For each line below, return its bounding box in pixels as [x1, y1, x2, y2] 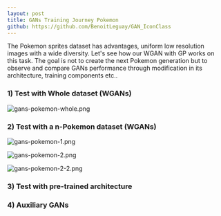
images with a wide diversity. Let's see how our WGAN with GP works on [7, 49, 215, 57]
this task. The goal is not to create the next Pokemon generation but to [7, 57, 208, 65]
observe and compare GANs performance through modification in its [7, 64, 202, 73]
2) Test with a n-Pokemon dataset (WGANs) [7, 122, 157, 132]
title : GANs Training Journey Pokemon [7, 17, 119, 24]
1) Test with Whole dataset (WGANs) [7, 89, 132, 98]
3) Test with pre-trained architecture [7, 181, 133, 191]
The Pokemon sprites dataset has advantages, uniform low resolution [7, 42, 205, 51]
